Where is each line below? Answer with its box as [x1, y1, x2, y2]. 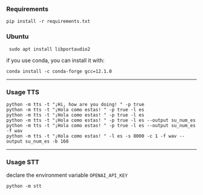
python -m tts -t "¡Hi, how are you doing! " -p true [6, 101, 145, 107]
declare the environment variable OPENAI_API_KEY [6, 172, 128, 179]
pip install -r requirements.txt [6, 19, 91, 25]
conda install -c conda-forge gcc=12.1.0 [6, 68, 112, 74]
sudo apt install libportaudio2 [8, 46, 91, 52]
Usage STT [6, 158, 40, 166]
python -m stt [6, 183, 42, 190]
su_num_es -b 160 [25, 138, 69, 144]
